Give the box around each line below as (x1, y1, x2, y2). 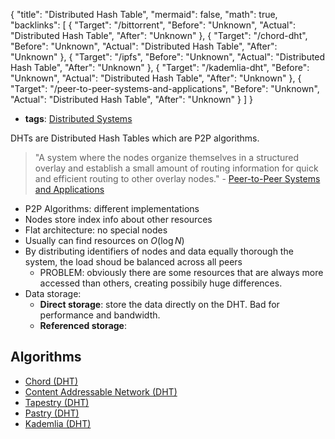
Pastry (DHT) (24, 407, 80, 419)
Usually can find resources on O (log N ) (24, 235, 185, 246)
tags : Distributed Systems (24, 113, 133, 124)
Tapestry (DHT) (24, 396, 90, 408)
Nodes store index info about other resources (24, 214, 213, 225)
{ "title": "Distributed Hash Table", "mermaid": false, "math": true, (10, 9, 278, 20)
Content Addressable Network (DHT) (24, 385, 178, 398)
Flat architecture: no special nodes (24, 224, 168, 236)
